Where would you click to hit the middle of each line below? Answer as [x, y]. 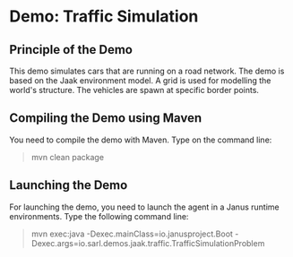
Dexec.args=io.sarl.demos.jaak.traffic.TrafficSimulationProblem [148, 243]
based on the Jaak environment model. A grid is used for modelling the [140, 81]
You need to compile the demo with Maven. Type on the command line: [141, 140]
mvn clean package [68, 157]
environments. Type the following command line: [99, 216]
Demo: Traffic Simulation [104, 17]
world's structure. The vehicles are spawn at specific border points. [134, 90]
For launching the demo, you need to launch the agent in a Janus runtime [144, 207]
